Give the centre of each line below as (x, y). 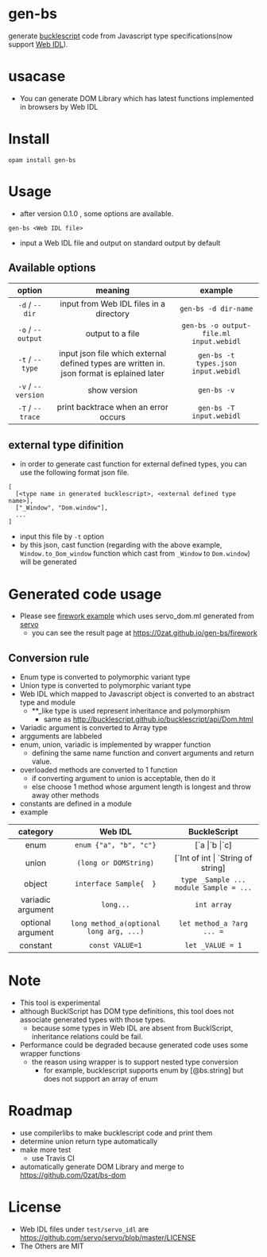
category (36, 832)
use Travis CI (53, 1158)
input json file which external (113, 353)
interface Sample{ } (115, 884)
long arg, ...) (116, 932)
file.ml (217, 333)
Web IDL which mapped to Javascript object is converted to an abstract (137, 694)
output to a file (113, 333)
